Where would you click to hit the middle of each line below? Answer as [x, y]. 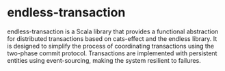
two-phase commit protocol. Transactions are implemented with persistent [112, 53]
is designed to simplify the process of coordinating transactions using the [111, 46]
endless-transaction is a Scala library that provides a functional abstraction [113, 31]
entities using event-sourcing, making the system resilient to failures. [104, 60]
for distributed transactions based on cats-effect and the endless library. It [112, 38]
